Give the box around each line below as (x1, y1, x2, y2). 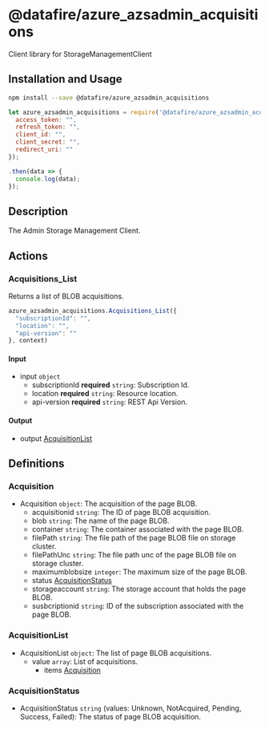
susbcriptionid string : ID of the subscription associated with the (31, 601, 244, 611)
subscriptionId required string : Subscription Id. (31, 380, 190, 390)
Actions (8, 249, 48, 262)
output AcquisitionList (19, 433, 93, 443)
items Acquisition (43, 665, 102, 674)
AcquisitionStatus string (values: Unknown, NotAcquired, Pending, (19, 703, 242, 713)
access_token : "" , (15, 115, 78, 124)
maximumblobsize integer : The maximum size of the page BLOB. (31, 567, 248, 577)
